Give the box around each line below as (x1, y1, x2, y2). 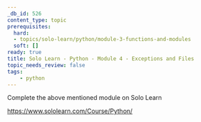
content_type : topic (7, 17, 67, 24)
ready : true (7, 49, 42, 56)
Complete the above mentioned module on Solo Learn (7, 94, 162, 102)
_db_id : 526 (7, 10, 42, 17)
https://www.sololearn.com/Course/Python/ (7, 107, 133, 115)
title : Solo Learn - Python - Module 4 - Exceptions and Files (7, 55, 195, 62)
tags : (7, 68, 23, 75)
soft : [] (13, 42, 39, 49)
